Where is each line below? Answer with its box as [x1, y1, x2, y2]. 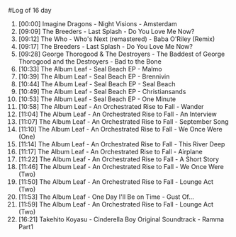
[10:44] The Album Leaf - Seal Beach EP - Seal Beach [18, 80, 176, 88]
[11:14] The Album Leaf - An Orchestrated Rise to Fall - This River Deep [18, 140, 225, 148]
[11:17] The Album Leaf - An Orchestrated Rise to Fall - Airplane [18, 148, 203, 156]
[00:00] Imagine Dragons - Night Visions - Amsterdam [18, 20, 177, 28]
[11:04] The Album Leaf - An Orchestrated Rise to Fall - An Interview [18, 110, 217, 118]
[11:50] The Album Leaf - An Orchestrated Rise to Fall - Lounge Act [18, 178, 214, 186]
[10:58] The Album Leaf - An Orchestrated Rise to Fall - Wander [18, 103, 204, 110]
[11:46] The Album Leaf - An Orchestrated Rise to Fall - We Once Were [18, 163, 224, 170]
